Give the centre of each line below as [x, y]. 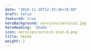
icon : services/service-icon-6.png [41, 32]
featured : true [21, 18]
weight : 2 [15, 41]
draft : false [18, 14]
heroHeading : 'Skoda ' [28, 28]
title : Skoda [18, 37]
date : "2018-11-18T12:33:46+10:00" [41, 9]
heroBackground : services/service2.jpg [46, 23]
